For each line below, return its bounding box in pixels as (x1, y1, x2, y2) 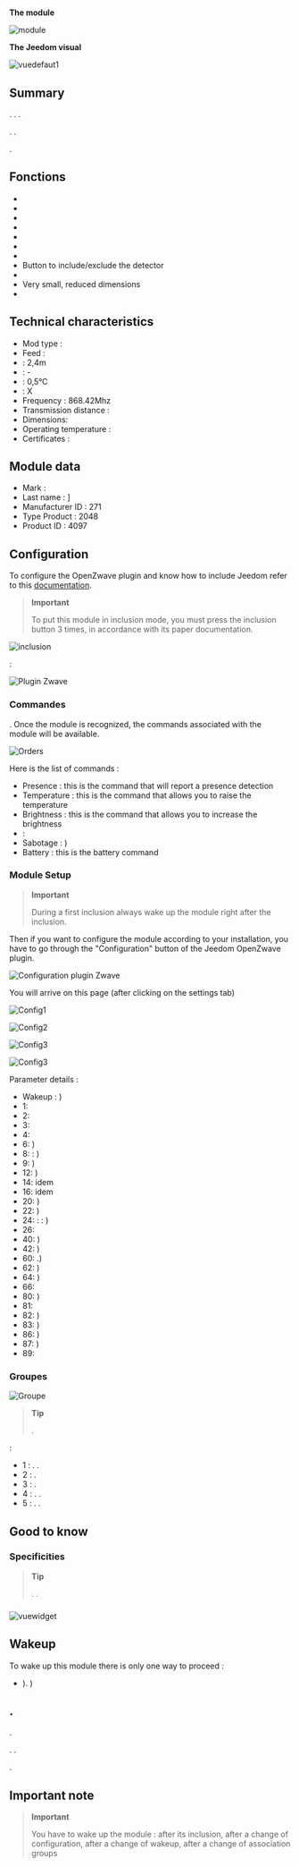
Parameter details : (9, 1074, 79, 1084)
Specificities (9, 1550, 65, 1563)
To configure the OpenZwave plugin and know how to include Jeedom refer (9, 571, 287, 581)
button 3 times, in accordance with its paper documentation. (30, 624, 253, 635)
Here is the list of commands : (9, 763, 120, 774)
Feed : (21, 347, 46, 358)
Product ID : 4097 (21, 521, 87, 531)
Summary (9, 85, 65, 100)
